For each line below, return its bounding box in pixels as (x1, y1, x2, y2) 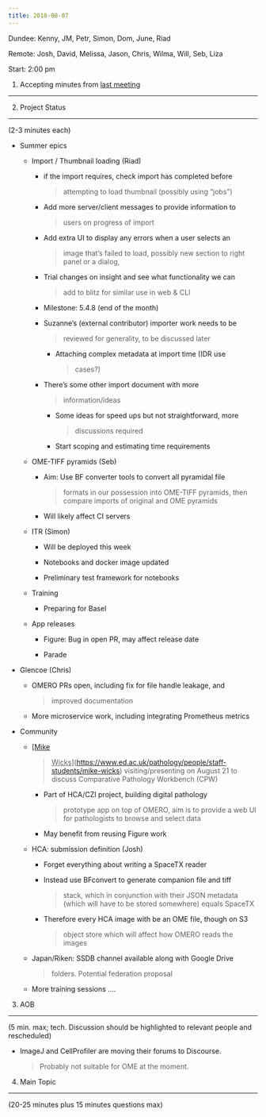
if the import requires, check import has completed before (43, 171, 233, 181)
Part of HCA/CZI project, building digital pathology (43, 789, 208, 799)
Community (19, 726, 58, 736)
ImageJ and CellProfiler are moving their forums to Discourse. (19, 1046, 222, 1056)
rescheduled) (8, 1030, 52, 1040)
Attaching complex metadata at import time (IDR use (55, 349, 226, 358)
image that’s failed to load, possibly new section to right (63, 248, 245, 258)
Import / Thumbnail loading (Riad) (31, 156, 142, 165)
